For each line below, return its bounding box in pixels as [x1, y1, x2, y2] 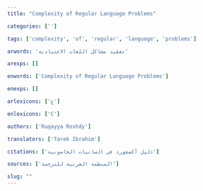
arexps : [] [7, 60, 39, 67]
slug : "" [7, 173, 33, 181]
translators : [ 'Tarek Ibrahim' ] [7, 135, 100, 142]
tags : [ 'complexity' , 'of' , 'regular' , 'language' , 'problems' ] [7, 35, 197, 42]
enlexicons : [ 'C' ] [7, 110, 60, 117]
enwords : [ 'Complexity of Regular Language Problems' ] [7, 73, 169, 80]
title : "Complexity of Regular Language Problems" [7, 10, 157, 17]
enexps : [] [7, 85, 39, 92]
